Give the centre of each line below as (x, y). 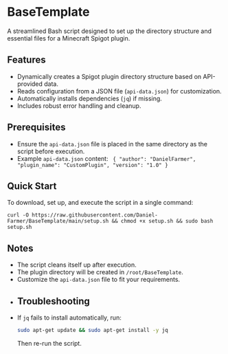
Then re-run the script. (49, 343)
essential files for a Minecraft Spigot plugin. (69, 38)
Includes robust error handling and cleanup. (79, 106)
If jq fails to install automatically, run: (69, 318)
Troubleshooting (54, 301)
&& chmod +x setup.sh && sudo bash (162, 221)
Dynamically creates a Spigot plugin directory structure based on (109, 76)
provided (30, 84)
